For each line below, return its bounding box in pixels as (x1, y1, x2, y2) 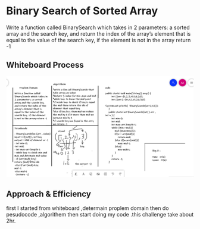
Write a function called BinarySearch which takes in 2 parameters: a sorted (6, 24, 190, 31)
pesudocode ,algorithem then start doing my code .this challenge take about (6, 211, 194, 218)
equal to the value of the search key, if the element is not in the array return (6, 36, 191, 43)
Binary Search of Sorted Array (6, 4, 158, 18)
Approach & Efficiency (6, 189, 91, 199)
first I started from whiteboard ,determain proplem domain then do (6, 205, 169, 212)
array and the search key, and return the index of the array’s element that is (6, 30, 191, 37)
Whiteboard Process (6, 60, 85, 70)
